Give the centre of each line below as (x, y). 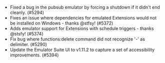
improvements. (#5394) (34, 55)
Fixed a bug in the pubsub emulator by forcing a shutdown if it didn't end (85, 7)
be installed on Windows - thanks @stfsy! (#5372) (61, 23)
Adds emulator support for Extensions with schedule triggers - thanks (82, 28)
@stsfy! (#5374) (26, 34)
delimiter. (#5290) (28, 44)
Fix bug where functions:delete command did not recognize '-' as (77, 39)
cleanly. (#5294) (27, 12)
